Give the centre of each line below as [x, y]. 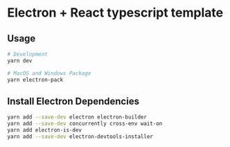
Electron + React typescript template [115, 13]
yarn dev [20, 60]
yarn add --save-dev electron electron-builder [77, 117]
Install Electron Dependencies [73, 101]
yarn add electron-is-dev [44, 130]
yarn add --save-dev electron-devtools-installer [80, 137]
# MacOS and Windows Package [49, 73]
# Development [28, 54]
